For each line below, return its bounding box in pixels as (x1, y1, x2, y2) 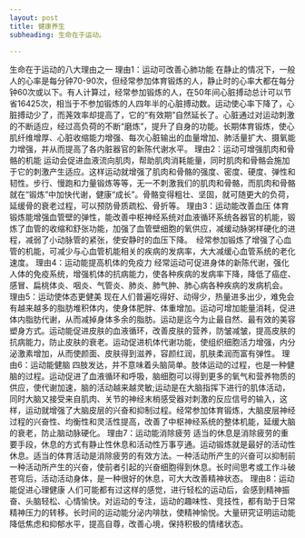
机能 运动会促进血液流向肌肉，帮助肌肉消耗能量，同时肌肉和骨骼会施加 (25, 155, 290, 166)
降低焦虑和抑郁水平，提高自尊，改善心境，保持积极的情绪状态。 (9, 519, 248, 530)
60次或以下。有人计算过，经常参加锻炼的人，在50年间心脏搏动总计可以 (16, 87, 284, 98)
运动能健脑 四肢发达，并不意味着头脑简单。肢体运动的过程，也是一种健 (30, 360, 295, 371)
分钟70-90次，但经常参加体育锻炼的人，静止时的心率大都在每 (56, 75, 288, 86)
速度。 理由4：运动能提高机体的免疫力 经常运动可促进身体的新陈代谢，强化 (9, 257, 290, 268)
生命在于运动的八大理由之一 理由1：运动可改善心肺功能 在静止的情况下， (9, 65, 280, 75)
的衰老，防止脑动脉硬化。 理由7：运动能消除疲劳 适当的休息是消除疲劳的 (9, 428, 281, 439)
